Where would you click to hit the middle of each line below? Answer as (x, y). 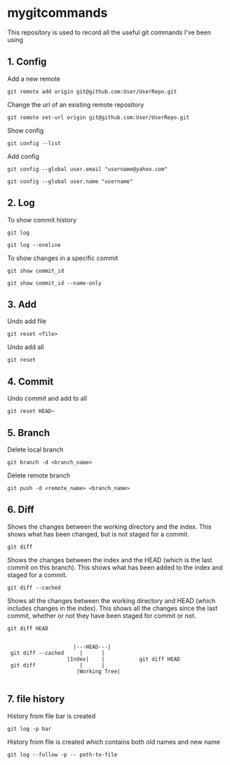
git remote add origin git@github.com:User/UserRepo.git (92, 92)
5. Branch (29, 433)
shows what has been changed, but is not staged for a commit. (98, 534)
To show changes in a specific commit (63, 258)
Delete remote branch (39, 475)
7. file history (36, 699)
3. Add (22, 304)
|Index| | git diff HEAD (123, 659)
